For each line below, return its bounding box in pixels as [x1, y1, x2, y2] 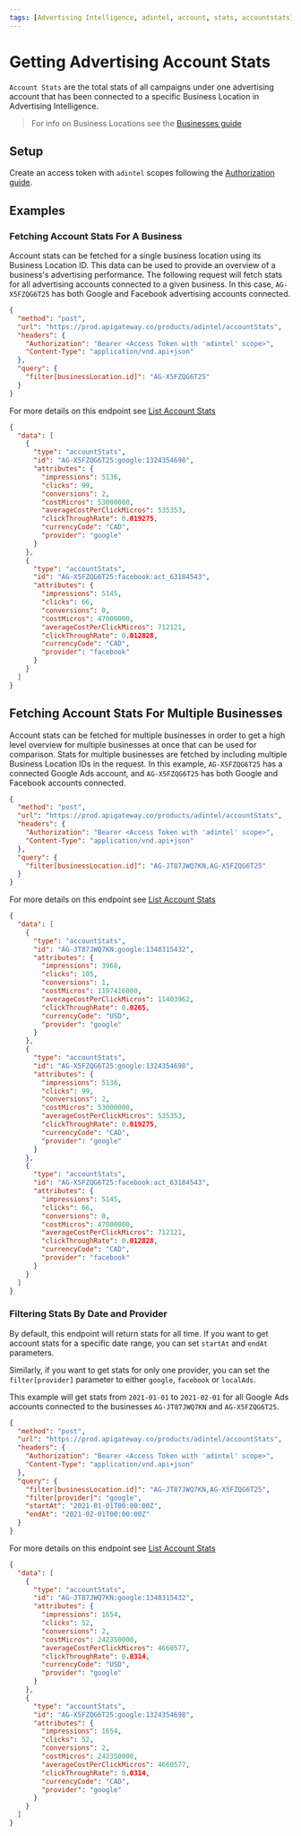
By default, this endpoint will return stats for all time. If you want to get [9, 1328, 269, 1338]
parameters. [9, 1347, 55, 1358]
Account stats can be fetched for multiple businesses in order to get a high [9, 730, 286, 740]
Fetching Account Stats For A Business [9, 229, 183, 242]
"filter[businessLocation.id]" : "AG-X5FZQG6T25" [25, 373, 211, 382]
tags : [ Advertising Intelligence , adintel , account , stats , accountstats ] [9, 13, 295, 22]
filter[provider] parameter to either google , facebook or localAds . [9, 1373, 257, 1385]
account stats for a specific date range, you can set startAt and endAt [9, 1338, 269, 1348]
